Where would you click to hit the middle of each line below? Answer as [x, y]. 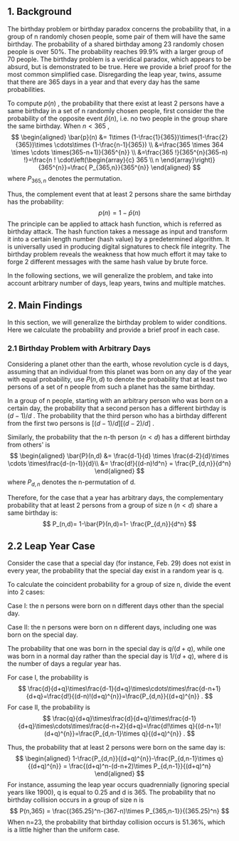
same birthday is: [33, 513]
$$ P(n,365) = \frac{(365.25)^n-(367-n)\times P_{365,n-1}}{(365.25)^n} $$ [119, 811]
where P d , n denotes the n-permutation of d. [72, 482]
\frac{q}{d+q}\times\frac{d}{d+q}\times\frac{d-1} [124, 719]
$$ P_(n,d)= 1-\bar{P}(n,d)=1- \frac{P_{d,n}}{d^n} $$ [119, 523]
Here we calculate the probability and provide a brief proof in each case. [114, 330]
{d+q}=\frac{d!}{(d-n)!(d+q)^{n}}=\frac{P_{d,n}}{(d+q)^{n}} [113, 696]
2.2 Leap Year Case [51, 546]
